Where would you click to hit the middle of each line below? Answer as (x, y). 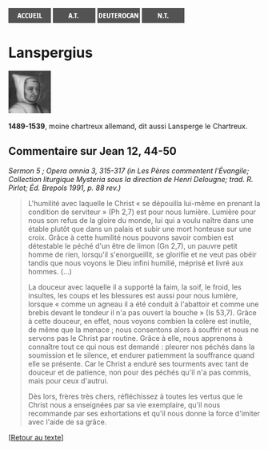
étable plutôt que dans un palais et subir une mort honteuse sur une (140, 229)
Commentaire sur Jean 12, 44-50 (93, 151)
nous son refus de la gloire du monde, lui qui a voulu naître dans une (141, 220)
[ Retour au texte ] (36, 437)
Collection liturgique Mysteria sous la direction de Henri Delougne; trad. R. (131, 179)
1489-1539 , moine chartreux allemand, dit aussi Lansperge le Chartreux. (128, 126)
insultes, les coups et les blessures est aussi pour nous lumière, (133, 295)
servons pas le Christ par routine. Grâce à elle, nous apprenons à (135, 338)
